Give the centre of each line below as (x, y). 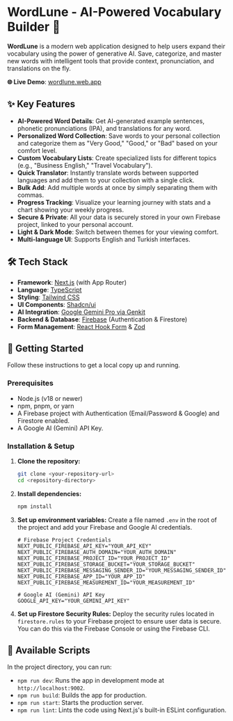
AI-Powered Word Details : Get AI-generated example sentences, (111, 121)
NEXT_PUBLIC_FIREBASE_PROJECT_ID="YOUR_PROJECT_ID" (94, 558)
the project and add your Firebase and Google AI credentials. (105, 527)
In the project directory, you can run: (59, 667)
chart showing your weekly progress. (70, 209)
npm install (34, 506)
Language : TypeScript (49, 290)
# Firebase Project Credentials (64, 540)
